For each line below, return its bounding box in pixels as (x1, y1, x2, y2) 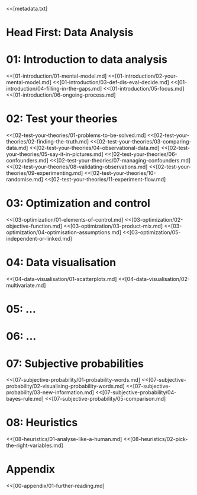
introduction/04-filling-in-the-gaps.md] (6, 85, 102, 92)
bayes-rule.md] (6, 395, 44, 403)
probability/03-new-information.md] (6, 389, 95, 396)
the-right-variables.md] (6, 442, 63, 449)
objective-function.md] (6, 222, 63, 229)
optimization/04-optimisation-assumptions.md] (6, 229, 121, 236)
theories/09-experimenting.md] (6, 170, 83, 177)
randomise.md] (6, 176, 43, 183)
